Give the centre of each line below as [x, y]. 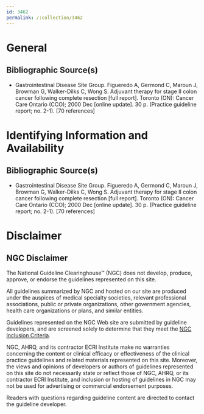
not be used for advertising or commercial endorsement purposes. [90, 386]
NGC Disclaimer [37, 258]
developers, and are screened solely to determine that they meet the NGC [99, 329]
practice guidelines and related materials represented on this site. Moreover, [102, 360]
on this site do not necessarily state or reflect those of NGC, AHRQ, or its [97, 373]
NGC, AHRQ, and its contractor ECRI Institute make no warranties [88, 347]
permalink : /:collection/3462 [45, 18]
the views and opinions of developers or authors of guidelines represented [100, 367]
